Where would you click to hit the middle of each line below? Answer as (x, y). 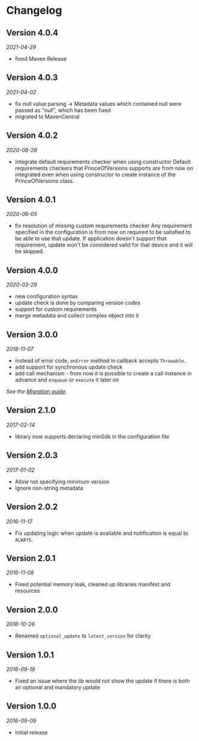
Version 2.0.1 (31, 558)
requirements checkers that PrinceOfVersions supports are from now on (104, 168)
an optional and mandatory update (58, 687)
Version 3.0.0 (32, 334)
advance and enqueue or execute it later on (67, 380)
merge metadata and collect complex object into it (77, 316)
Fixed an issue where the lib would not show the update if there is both (102, 681)
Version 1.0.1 (30, 655)
